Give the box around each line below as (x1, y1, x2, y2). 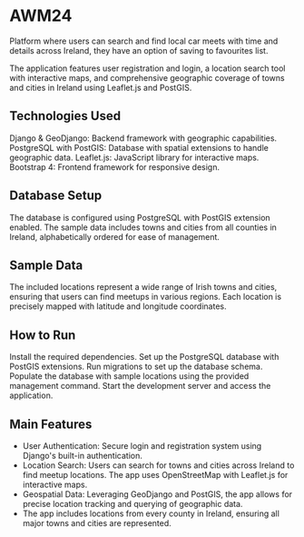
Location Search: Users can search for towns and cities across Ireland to (22, 460, 295, 471)
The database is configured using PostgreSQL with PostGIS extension (9, 212, 270, 223)
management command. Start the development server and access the (9, 381, 271, 392)
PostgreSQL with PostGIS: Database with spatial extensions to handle (9, 142, 270, 153)
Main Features (9, 416, 93, 432)
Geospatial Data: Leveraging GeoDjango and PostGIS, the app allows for (22, 489, 293, 500)
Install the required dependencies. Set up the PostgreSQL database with (9, 352, 279, 363)
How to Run (9, 327, 76, 343)
